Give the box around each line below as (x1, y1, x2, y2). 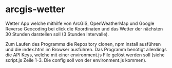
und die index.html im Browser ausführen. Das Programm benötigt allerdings (5, 46, 167, 52)
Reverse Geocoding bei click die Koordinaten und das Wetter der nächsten (5, 25, 163, 31)
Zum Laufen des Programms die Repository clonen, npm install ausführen (5, 41, 161, 47)
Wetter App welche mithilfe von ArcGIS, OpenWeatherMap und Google (5, 20, 155, 26)
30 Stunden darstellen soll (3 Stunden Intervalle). (5, 31, 109, 37)
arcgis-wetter (5, 4, 65, 15)
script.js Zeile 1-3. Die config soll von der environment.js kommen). (5, 57, 147, 63)
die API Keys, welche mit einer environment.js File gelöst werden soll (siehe (5, 52, 165, 58)
